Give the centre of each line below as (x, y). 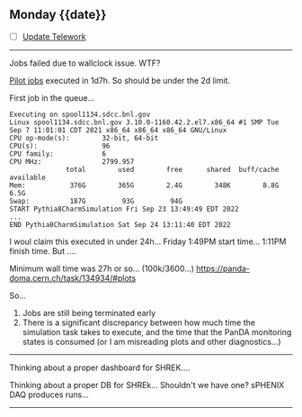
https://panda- (223, 268)
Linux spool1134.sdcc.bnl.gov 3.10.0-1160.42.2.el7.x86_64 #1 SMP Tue (144, 122)
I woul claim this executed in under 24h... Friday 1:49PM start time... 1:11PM (148, 241)
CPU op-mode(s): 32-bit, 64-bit (84, 138)
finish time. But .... (43, 250)
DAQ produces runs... (49, 394)
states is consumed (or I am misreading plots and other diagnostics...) (151, 341)
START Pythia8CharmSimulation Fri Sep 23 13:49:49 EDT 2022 (124, 209)
